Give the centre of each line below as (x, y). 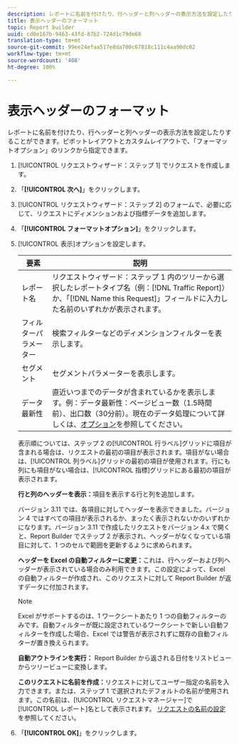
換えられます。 (70, 643)
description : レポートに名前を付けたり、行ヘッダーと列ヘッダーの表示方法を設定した (118, 14)
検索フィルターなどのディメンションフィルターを (134, 333)
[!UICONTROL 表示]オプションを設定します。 (83, 243)
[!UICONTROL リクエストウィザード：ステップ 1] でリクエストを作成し (121, 165)
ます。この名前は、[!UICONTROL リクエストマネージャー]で (105, 700)
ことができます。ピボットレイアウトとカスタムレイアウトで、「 (105, 141)
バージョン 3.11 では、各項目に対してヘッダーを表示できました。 (112, 509)
